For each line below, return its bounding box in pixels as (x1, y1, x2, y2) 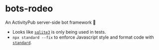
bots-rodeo (5, 3, 53, 14)
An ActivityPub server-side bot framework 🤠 (5, 19, 96, 25)
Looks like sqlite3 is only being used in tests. (12, 29, 106, 35)
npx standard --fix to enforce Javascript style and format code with (12, 34, 155, 40)
